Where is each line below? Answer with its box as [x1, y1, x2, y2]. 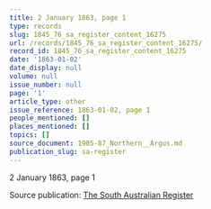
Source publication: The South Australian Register [9, 189, 194, 200]
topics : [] [9, 131, 50, 140]
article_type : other [9, 96, 87, 106]
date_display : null [9, 64, 83, 73]
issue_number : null [9, 80, 83, 89]
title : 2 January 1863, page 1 [9, 13, 127, 23]
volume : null [9, 72, 58, 81]
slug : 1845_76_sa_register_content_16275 [9, 30, 167, 39]
